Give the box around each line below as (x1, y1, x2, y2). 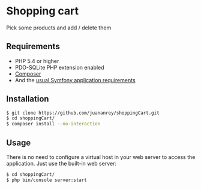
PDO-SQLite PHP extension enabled (14, 64, 104, 71)
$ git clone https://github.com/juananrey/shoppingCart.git (6, 110, 160, 116)
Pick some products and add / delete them (6, 24, 112, 31)
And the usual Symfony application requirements (14, 76, 136, 83)
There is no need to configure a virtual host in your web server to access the (6, 154, 196, 160)
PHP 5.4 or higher (14, 57, 59, 64)
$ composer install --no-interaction (6, 121, 101, 127)
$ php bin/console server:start (6, 177, 87, 183)
